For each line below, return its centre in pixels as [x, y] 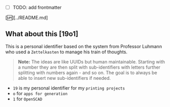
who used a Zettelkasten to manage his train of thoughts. [66, 52]
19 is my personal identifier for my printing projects [69, 88]
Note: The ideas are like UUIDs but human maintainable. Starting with [91, 61]
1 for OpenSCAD [27, 99]
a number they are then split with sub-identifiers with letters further [89, 67]
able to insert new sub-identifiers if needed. [64, 78]
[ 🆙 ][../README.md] [27, 18]
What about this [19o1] [42, 34]
